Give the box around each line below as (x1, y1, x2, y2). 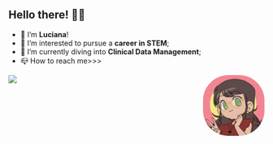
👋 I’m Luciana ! (19, 29, 69, 39)
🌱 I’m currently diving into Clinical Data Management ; (19, 46, 201, 57)
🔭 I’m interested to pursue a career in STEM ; (19, 38, 170, 48)
